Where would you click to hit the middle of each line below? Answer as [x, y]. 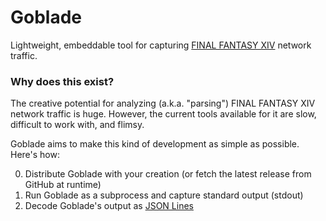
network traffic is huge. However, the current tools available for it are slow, [163, 114]
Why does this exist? [62, 81]
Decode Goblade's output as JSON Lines [109, 206]
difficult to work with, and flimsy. [77, 125]
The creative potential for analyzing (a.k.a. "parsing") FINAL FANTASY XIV [163, 103]
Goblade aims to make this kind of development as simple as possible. [155, 144]
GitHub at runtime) [63, 185]
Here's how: [35, 155]
